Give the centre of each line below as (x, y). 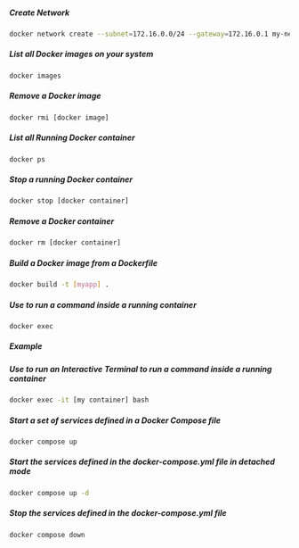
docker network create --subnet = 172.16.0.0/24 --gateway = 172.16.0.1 (139, 34)
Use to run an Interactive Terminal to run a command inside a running (141, 369)
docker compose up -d (49, 493)
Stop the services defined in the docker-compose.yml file (118, 513)
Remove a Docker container (62, 221)
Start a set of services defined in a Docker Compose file (115, 420)
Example (26, 346)
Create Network (40, 12)
